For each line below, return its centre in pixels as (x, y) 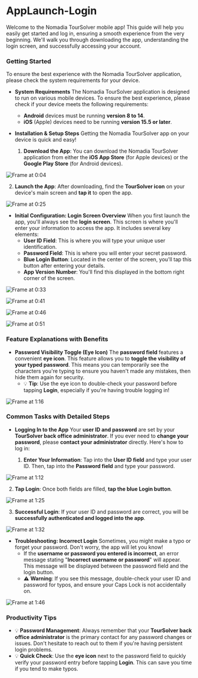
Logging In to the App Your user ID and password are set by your (95, 429)
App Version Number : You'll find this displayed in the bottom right (104, 272)
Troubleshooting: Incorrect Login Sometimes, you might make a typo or (103, 541)
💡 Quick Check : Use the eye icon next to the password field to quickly (100, 656)
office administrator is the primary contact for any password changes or (103, 637)
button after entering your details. (64, 266)
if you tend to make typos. (46, 669)
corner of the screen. (49, 278)
